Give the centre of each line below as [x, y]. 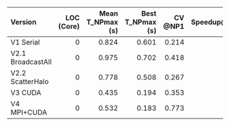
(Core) [69, 26]
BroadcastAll [31, 62]
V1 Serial [25, 42]
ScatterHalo [30, 81]
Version [24, 22]
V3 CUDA [26, 93]
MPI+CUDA [29, 112]
